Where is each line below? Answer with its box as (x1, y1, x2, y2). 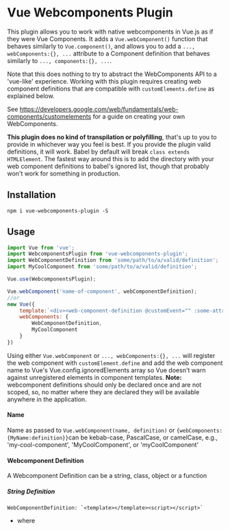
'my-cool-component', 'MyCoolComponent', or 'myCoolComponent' (7, 441, 199, 449)
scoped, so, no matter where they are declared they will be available (7, 387, 200, 396)
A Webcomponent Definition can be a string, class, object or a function (7, 472, 207, 480)
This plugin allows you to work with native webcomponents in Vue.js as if (7, 27, 214, 36)
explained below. (7, 91, 55, 100)
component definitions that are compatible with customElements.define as (7, 84, 215, 93)
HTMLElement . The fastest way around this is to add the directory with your (7, 154, 214, 162)
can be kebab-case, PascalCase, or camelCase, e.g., (68, 433, 218, 442)
